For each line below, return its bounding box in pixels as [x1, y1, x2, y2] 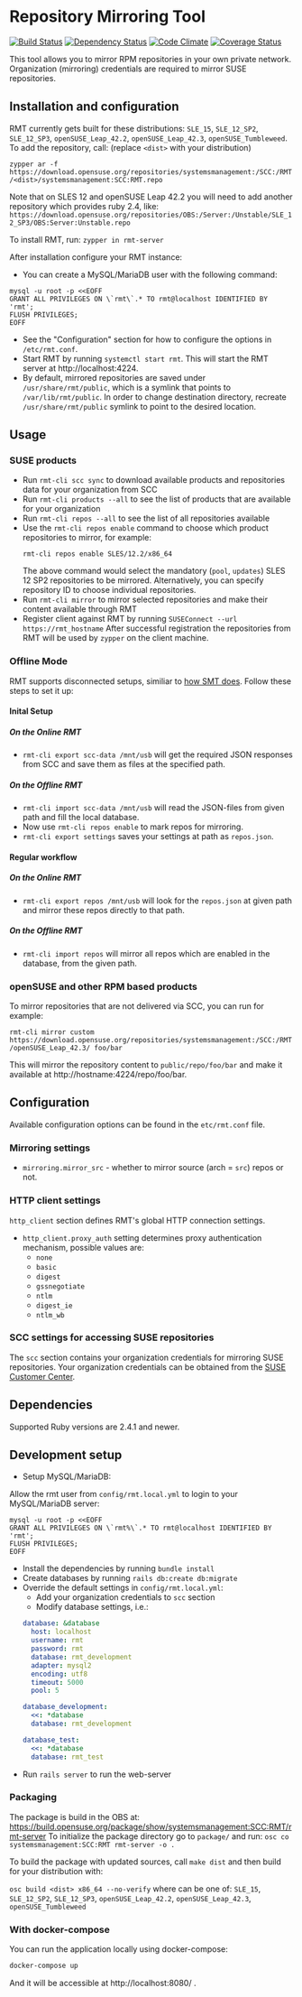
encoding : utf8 [31, 1669, 88, 1678]
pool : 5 [31, 1686, 60, 1696]
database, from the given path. [22, 957, 138, 968]
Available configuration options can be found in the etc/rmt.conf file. [9, 1119, 266, 1130]
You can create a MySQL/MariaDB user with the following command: [22, 269, 278, 280]
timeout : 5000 [31, 1678, 84, 1687]
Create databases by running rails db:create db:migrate [22, 1573, 238, 1584]
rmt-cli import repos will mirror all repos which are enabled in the [22, 948, 270, 958]
